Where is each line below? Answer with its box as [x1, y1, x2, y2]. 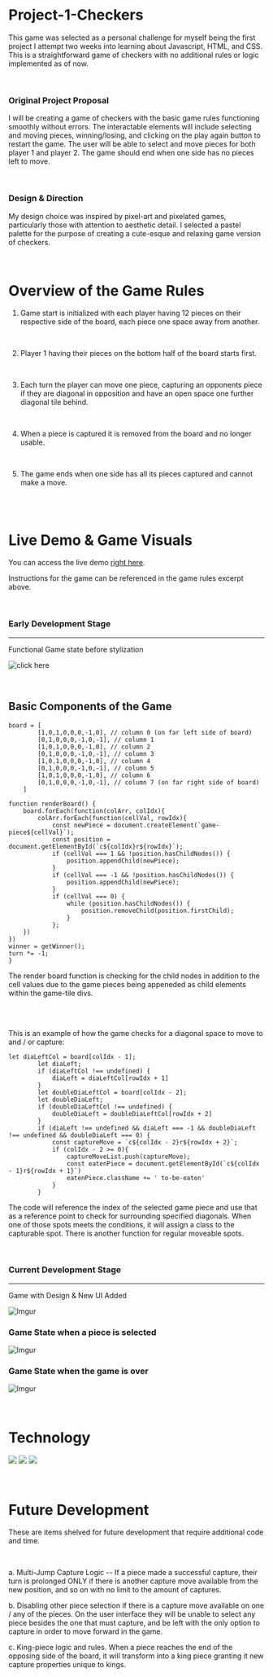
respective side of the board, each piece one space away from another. [19, 317, 260, 327]
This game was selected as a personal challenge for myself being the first [8, 33, 256, 42]
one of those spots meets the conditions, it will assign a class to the [8, 1219, 235, 1229]
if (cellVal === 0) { [51, 892, 126, 901]
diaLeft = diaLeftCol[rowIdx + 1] [51, 1073, 169, 1082]
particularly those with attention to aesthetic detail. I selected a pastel [8, 220, 241, 230]
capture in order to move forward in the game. [8, 1627, 163, 1636]
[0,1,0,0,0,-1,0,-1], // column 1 [37, 735, 154, 744]
